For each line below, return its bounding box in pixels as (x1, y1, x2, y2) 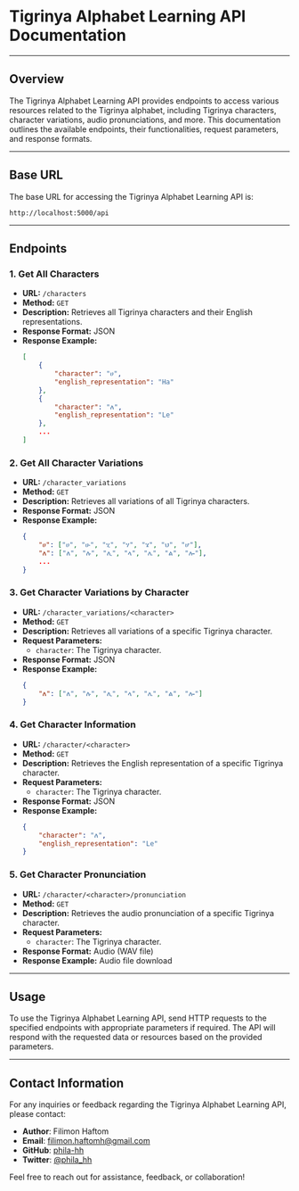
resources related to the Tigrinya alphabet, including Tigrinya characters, (9, 104, 277, 115)
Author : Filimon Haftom (21, 1126, 109, 1137)
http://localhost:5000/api (9, 208, 109, 218)
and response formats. (9, 133, 93, 144)
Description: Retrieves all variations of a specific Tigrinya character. (21, 625, 273, 636)
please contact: (9, 1109, 67, 1120)
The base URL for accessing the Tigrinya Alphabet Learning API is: (9, 191, 254, 202)
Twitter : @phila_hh (21, 1154, 93, 1165)
